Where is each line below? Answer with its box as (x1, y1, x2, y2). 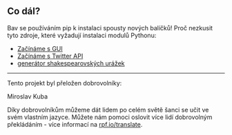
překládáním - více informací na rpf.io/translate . (7, 120, 143, 128)
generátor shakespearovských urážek (17, 59, 126, 67)
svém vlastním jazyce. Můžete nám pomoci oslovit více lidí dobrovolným (7, 113, 213, 121)
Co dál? (7, 6, 41, 17)
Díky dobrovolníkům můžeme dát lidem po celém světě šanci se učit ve (7, 105, 209, 114)
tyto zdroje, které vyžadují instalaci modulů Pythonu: (7, 31, 157, 39)
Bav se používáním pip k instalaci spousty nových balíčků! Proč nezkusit (7, 23, 213, 32)
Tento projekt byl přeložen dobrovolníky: (7, 79, 122, 87)
